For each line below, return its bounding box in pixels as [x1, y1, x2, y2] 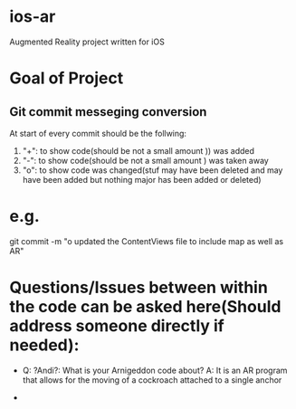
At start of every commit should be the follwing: [9, 128, 187, 138]
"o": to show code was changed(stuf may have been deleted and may [22, 165, 283, 176]
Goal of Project [9, 68, 124, 89]
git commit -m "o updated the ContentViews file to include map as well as [9, 235, 283, 246]
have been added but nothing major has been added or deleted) [22, 174, 262, 185]
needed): [9, 335, 80, 356]
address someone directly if [9, 316, 224, 337]
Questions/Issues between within [9, 278, 269, 298]
